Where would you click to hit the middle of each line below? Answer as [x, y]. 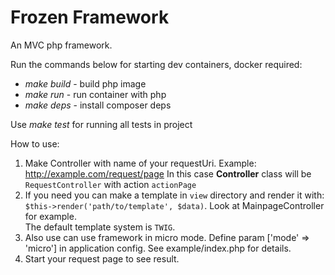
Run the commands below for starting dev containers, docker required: [156, 64]
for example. [50, 216]
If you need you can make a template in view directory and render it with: [174, 195]
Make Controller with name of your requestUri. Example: [140, 163]
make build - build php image [85, 83]
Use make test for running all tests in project [101, 124]
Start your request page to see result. [102, 258]
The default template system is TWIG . [100, 227]
